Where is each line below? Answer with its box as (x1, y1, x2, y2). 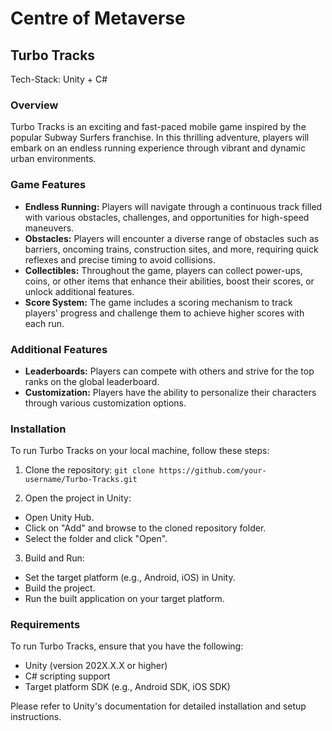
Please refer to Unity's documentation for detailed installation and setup (10, 700, 307, 712)
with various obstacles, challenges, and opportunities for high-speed (24, 211, 310, 223)
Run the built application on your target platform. (24, 593, 225, 605)
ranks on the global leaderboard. (24, 375, 160, 387)
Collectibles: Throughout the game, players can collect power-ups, (24, 264, 303, 276)
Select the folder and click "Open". (24, 533, 168, 545)
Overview (10, 98, 59, 112)
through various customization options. (24, 397, 187, 409)
